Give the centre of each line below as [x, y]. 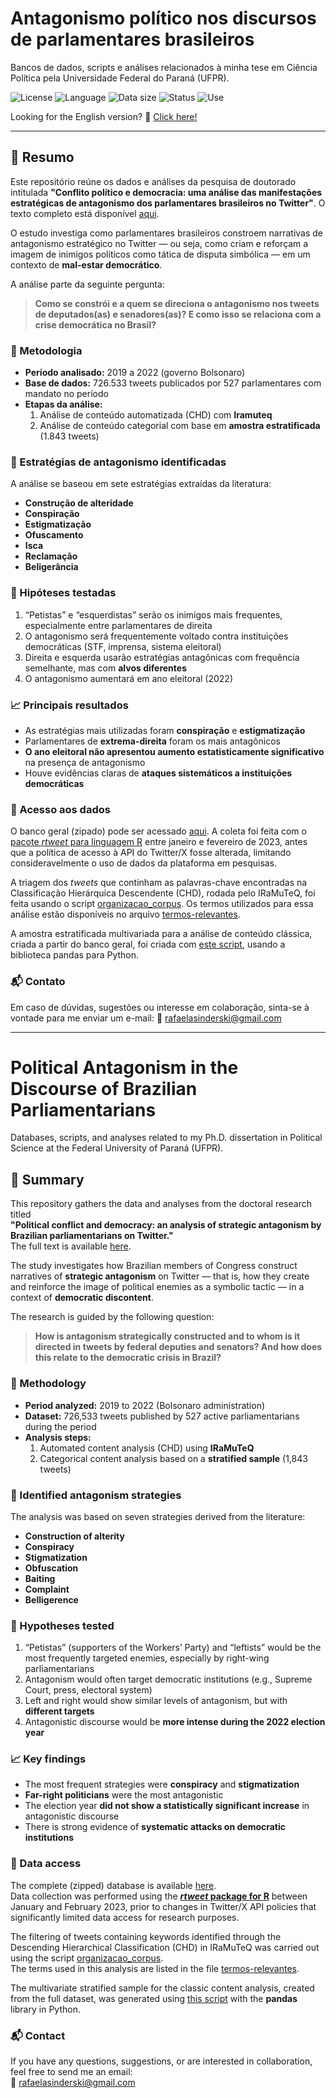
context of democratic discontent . [82, 1298]
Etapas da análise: [63, 404]
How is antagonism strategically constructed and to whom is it [167, 1336]
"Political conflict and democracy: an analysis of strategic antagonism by [166, 1225]
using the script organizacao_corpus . [87, 1958]
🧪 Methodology [48, 1384]
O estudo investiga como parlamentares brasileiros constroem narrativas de [167, 233]
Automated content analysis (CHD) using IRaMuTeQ [147, 1448]
